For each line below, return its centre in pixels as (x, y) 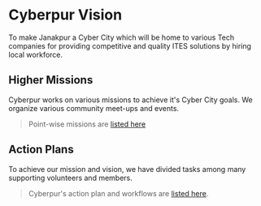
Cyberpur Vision (65, 15)
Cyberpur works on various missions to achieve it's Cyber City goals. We (131, 100)
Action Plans (41, 150)
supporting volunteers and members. (70, 178)
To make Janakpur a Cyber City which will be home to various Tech (122, 37)
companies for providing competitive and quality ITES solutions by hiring (130, 45)
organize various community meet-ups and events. (94, 108)
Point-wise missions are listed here (87, 124)
